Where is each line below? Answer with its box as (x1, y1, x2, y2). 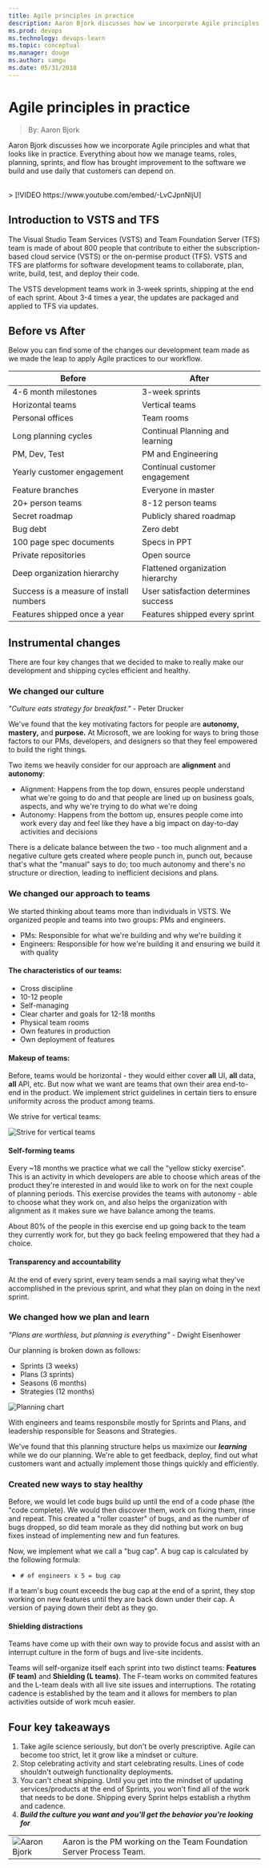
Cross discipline (19, 983, 74, 993)
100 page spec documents (12, 537, 114, 548)
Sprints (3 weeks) (19, 1361, 78, 1371)
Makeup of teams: (8, 1053, 70, 1062)
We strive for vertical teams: (8, 1112, 102, 1121)
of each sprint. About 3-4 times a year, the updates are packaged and (8, 292, 239, 302)
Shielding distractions (8, 1621, 83, 1631)
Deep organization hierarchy (12, 568, 119, 579)
